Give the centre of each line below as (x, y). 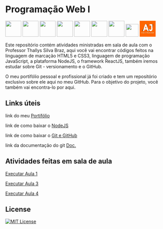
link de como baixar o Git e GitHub (41, 135)
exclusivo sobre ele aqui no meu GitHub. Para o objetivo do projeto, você (82, 82)
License (18, 209)
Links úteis (23, 103)
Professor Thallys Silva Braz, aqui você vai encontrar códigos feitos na (79, 50)
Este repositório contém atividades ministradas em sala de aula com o (79, 45)
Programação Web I (48, 9)
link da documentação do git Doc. (41, 145)
